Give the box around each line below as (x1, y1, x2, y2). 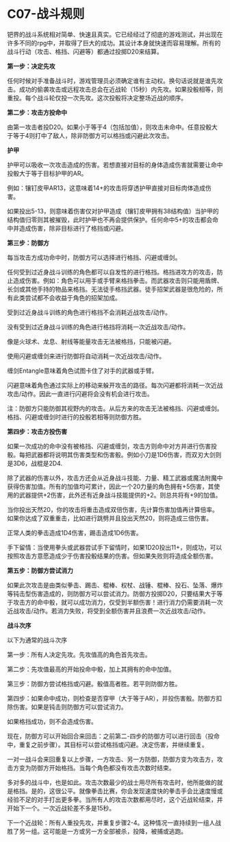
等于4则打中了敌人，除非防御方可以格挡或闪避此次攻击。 (12, 131, 173, 139)
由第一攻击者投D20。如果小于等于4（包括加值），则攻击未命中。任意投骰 (7, 123, 212, 131)
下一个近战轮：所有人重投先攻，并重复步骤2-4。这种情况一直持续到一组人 (7, 818, 216, 827)
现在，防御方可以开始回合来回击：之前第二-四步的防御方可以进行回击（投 (7, 732, 214, 740)
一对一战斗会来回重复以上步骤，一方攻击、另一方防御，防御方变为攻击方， (7, 755, 217, 763)
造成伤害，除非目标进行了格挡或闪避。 (18, 224, 127, 232)
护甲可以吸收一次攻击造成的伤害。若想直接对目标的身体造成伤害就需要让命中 (7, 161, 223, 169)
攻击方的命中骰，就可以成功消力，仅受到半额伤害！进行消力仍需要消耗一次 (12, 598, 223, 606)
